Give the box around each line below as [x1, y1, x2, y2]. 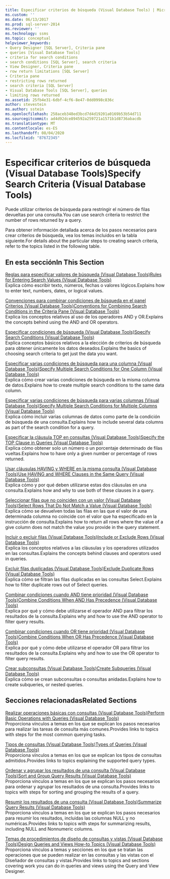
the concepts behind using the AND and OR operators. [5, 319, 119, 325]
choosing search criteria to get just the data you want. [5, 350, 118, 357]
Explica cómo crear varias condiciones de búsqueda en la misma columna [5, 377, 160, 383]
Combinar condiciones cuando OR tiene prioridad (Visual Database [5, 629, 145, 634]
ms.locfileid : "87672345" [5, 135, 60, 140]
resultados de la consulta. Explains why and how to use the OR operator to [5, 650, 159, 656]
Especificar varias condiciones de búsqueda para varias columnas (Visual [5, 397, 159, 403]
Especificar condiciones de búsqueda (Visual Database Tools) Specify [5, 329, 151, 335]
